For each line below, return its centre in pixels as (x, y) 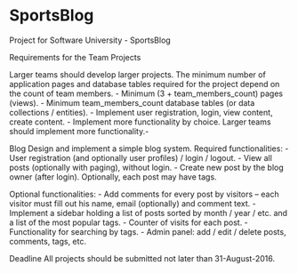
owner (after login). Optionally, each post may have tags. (113, 177)
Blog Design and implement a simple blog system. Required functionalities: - (149, 149)
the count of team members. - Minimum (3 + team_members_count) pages (146, 93)
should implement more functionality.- (79, 131)
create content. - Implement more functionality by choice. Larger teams (140, 122)
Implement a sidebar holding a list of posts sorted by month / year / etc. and (148, 213)
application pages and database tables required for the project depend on (145, 84)
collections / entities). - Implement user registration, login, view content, (141, 112)
